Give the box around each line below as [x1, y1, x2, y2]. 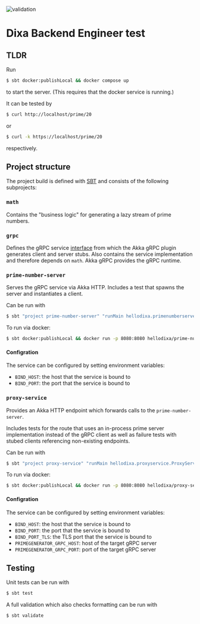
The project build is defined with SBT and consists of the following [6, 178, 169, 185]
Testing [6, 563, 35, 573]
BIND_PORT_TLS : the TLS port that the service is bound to [14, 533, 152, 540]
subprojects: [6, 184, 37, 191]
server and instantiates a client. [6, 290, 83, 298]
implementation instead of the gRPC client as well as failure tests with [6, 431, 177, 438]
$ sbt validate [6, 613, 44, 619]
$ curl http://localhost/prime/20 [6, 111, 92, 118]
